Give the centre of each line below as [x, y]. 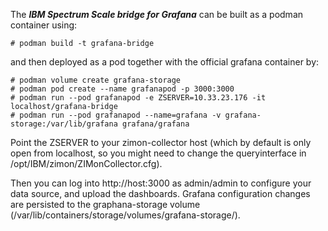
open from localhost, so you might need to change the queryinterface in [158, 153]
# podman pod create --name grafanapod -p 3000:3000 [122, 89]
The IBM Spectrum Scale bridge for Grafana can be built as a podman [157, 14]
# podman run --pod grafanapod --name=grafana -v [116, 115]
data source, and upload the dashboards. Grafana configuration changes [160, 193]
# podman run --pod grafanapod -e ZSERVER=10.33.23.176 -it [138, 98]
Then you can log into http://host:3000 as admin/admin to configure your [161, 183]
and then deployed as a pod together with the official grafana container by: [165, 62]
